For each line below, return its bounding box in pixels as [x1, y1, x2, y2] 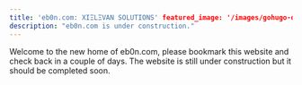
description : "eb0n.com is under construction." [9, 21, 195, 30]
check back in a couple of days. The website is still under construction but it [9, 55, 292, 66]
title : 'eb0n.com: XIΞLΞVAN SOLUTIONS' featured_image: [9, 13, 223, 22]
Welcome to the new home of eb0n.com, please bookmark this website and [9, 46, 289, 56]
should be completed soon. [9, 64, 111, 76]
